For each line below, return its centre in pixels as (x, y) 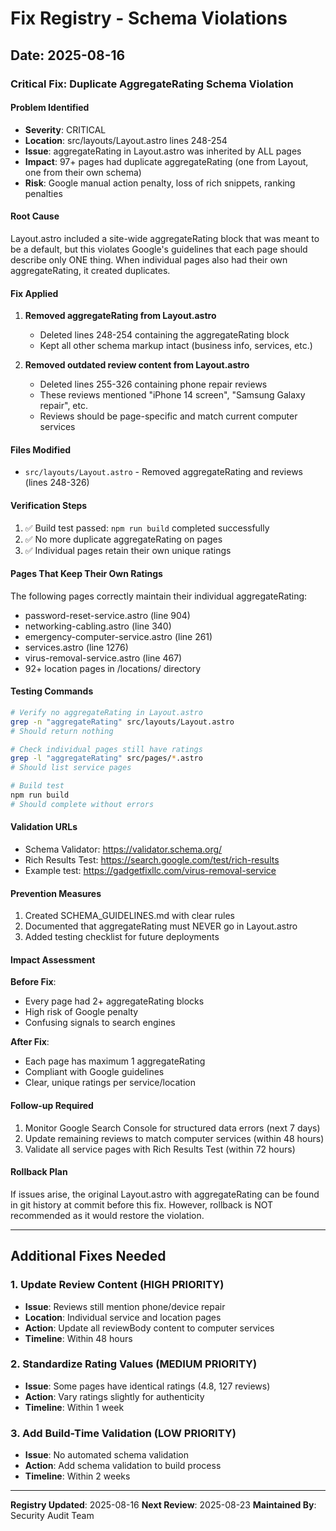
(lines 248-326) (57, 483)
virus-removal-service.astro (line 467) (103, 658)
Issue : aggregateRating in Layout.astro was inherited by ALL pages (163, 151)
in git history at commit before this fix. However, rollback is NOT (142, 1204)
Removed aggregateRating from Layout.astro (120, 316)
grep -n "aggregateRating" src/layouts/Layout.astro (122, 722)
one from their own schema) (83, 172)
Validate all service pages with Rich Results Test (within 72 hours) (160, 1149)
